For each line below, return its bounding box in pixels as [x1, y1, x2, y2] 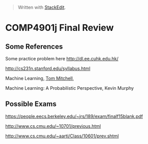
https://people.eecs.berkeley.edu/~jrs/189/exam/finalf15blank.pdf [5, 113, 143, 119]
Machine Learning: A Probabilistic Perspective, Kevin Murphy [5, 85, 134, 91]
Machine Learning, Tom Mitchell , [5, 76, 74, 81]
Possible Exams [5, 100, 57, 109]
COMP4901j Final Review [5, 22, 114, 33]
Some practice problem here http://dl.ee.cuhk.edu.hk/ [5, 56, 119, 61]
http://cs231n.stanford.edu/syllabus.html [5, 65, 91, 71]
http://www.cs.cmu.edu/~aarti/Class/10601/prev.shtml [5, 133, 119, 139]
